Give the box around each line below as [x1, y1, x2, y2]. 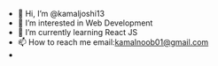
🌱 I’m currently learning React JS [17, 27, 138, 37]
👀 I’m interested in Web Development [17, 18, 153, 28]
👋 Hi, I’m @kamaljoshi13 [17, 9, 105, 18]
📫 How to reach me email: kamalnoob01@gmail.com [17, 37, 209, 48]
